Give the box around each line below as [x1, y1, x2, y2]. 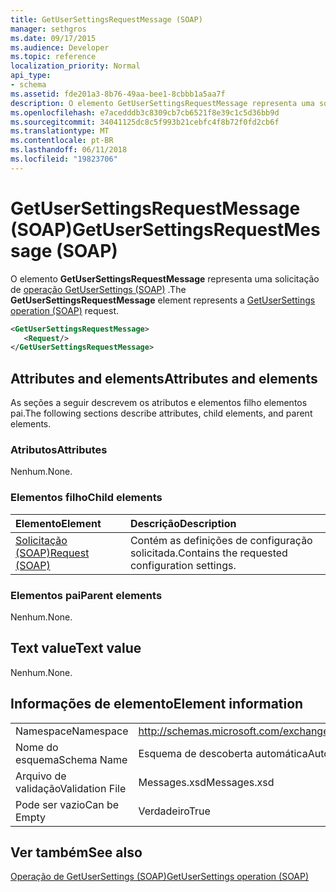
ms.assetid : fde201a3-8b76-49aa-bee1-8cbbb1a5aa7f [10, 89, 226, 99]
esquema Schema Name [15, 752, 128, 766]
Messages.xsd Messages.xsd [138, 775, 275, 789]
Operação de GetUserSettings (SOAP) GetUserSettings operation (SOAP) [10, 871, 310, 883]
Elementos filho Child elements [10, 491, 163, 505]
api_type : [10, 71, 52, 81]
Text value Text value [10, 640, 142, 657]
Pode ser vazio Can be [15, 797, 119, 811]
